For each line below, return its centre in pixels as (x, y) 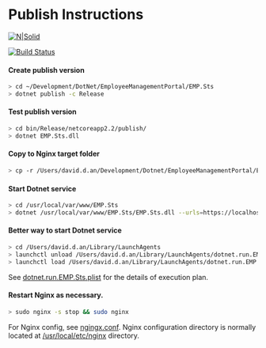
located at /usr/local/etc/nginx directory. (74, 335)
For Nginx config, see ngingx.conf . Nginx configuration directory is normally (132, 327)
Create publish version (46, 70)
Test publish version (42, 112)
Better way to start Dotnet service (65, 230)
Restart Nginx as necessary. (56, 295)
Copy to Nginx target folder (54, 154)
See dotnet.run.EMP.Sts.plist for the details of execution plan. (108, 277)
